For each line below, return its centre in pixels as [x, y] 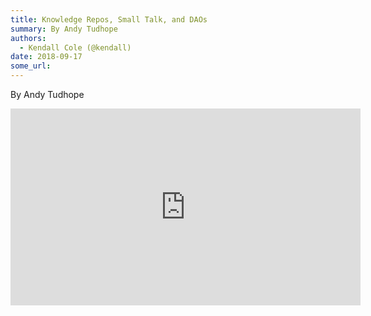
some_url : [31, 66]
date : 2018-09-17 [46, 57]
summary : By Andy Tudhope [64, 29]
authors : [28, 38]
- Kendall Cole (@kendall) [75, 47]
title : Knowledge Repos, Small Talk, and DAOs [109, 19]
